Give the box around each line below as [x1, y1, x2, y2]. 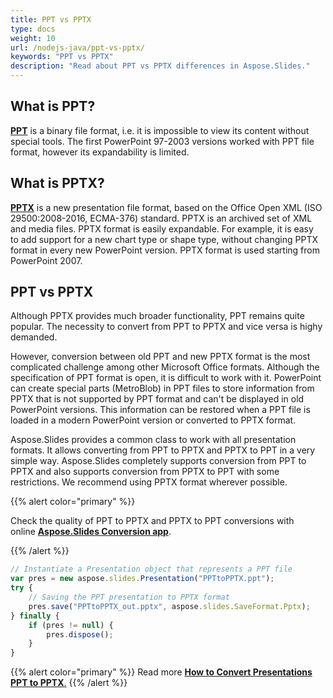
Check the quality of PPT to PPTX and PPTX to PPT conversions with [10, 515, 295, 527]
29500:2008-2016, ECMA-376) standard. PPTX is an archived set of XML [10, 212, 313, 224]
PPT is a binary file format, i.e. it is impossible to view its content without [10, 124, 310, 136]
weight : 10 [10, 33, 56, 43]
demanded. [10, 331, 58, 343]
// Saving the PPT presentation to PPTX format [28, 592, 230, 603]
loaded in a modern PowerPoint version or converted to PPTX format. [10, 414, 297, 426]
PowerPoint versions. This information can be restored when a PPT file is [10, 404, 311, 416]
